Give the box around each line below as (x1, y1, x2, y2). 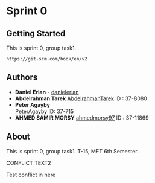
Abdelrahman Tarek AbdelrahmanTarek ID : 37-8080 (14, 95, 148, 102)
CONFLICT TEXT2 (6, 159, 51, 167)
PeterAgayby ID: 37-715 (14, 108, 74, 115)
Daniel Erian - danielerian (14, 88, 79, 95)
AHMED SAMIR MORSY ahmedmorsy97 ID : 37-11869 (14, 114, 149, 121)
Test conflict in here (6, 171, 56, 178)
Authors (6, 72, 38, 83)
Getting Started (6, 28, 66, 39)
